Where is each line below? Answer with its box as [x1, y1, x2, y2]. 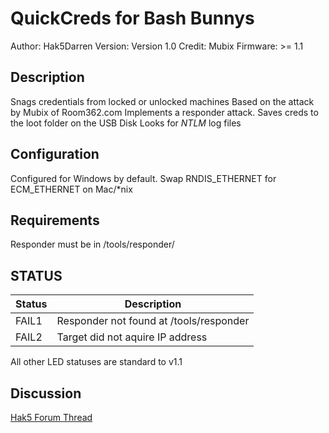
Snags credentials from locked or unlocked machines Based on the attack [10, 95, 315, 107]
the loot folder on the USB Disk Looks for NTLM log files [10, 117, 242, 129]
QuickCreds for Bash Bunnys [10, 7, 255, 30]
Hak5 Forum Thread [10, 412, 93, 423]
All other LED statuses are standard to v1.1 [10, 356, 183, 368]
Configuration [10, 146, 100, 163]
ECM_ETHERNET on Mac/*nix [10, 183, 133, 195]
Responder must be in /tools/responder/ [10, 238, 175, 251]
